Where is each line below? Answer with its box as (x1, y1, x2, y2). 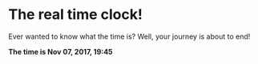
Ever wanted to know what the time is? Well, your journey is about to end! (8, 32, 251, 41)
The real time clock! (8, 6, 143, 24)
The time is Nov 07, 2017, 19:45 (8, 47, 114, 56)
